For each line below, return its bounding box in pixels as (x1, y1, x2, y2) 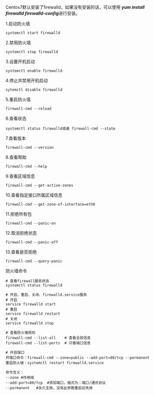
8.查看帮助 (5, 154, 27, 160)
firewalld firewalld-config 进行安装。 (5, 10, 80, 16)
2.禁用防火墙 (5, 40, 31, 45)
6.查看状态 (5, 115, 27, 121)
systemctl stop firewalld (5, 49, 58, 54)
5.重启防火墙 (5, 97, 31, 102)
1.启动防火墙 (5, 21, 30, 26)
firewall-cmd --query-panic (5, 259, 63, 263)
